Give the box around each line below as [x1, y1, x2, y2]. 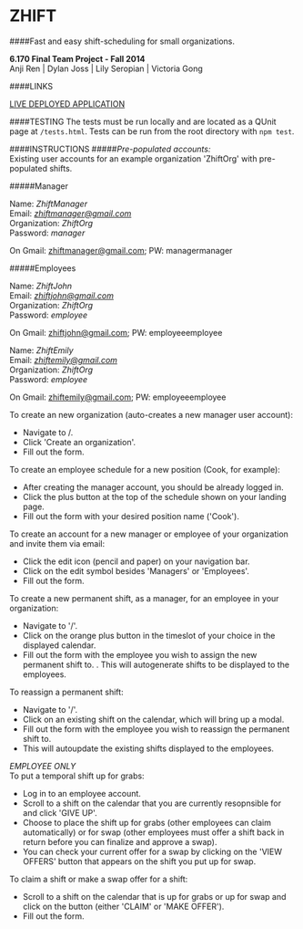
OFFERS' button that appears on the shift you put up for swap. [22, 855, 257, 867]
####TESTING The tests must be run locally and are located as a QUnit [9, 116, 277, 127]
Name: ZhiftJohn [9, 280, 73, 291]
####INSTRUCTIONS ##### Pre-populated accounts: [9, 143, 211, 154]
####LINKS [9, 80, 53, 91]
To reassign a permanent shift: [9, 686, 125, 697]
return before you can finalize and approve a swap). [22, 836, 217, 847]
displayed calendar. [22, 640, 96, 651]
